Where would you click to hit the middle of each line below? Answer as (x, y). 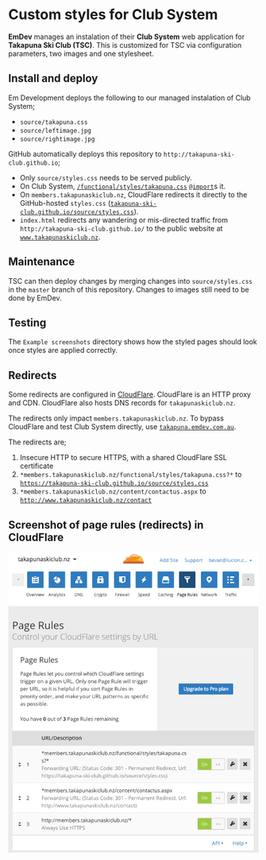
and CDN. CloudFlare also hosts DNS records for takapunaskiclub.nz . (122, 403)
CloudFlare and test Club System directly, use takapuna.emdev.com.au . (122, 427)
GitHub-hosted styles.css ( (65, 203)
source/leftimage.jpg (55, 130)
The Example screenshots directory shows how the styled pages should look (133, 342)
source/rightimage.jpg (57, 139)
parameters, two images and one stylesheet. (81, 53)
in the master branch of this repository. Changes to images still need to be (129, 289)
